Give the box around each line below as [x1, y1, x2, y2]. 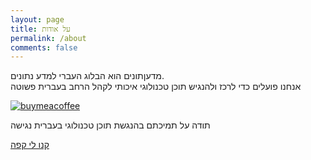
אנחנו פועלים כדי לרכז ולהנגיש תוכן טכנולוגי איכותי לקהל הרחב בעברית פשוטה [10, 81, 302, 93]
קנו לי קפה [10, 139, 50, 151]
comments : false [10, 42, 78, 53]
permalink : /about [10, 33, 87, 43]
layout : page [10, 14, 65, 25]
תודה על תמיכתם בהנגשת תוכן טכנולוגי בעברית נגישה [10, 119, 211, 131]
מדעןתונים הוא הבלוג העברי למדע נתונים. [10, 70, 165, 82]
